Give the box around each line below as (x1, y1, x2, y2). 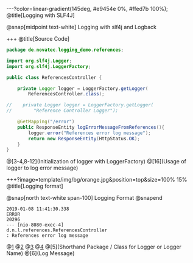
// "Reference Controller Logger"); (6, 108, 119, 114)
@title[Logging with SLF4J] (6, 12, 75, 19)
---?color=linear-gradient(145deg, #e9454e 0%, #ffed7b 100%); (6, 5, 169, 12)
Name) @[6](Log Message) (6, 250, 75, 257)
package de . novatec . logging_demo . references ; (6, 47, 124, 53)
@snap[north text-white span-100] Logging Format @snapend (6, 194, 163, 202)
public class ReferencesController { (6, 74, 102, 81)
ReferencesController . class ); (28, 91, 105, 97)
